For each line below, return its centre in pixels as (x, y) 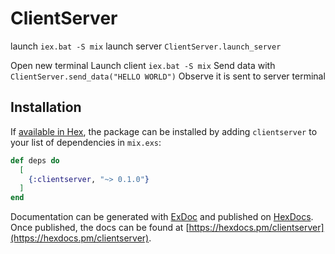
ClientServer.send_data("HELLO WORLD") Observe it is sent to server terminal (168, 76)
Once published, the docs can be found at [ (100, 228)
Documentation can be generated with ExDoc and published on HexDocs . (162, 217)
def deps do (35, 160)
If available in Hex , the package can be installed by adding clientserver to (164, 131)
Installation (46, 107)
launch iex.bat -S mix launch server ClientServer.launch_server (146, 46)
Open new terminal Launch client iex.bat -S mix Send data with (143, 65)
